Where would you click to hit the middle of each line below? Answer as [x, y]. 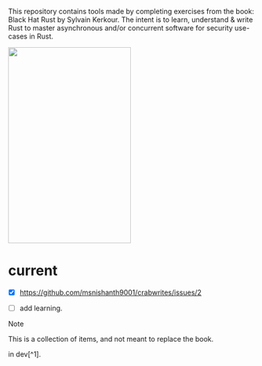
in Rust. [41, 36]
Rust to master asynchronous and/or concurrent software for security [120, 28]
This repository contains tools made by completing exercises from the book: [131, 11]
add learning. [41, 308]
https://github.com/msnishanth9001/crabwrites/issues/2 [111, 292]
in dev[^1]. [25, 354]
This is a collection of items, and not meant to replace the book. [111, 339]
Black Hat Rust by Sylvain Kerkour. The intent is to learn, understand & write [131, 20]
